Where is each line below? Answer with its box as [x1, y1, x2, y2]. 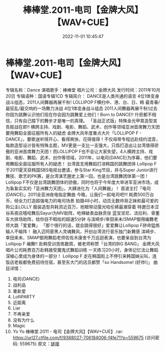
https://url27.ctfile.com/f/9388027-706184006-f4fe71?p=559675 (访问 [12, 334, 155, 340]
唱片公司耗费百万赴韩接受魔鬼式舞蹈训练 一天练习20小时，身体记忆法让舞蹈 [5, 247, 159, 253]
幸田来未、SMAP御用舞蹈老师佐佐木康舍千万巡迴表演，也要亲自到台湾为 [5, 234, 152, 240]
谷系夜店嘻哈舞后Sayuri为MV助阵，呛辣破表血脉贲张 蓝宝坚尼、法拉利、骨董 [5, 210, 160, 216]
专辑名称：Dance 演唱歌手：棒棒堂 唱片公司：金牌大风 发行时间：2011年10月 [5, 87, 161, 93]
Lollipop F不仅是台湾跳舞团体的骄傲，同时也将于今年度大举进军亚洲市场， [5, 179, 155, 185]
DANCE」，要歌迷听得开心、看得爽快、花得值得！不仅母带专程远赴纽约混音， [5, 136, 161, 142]
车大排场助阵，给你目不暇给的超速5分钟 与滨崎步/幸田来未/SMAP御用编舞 [5, 216, 154, 222]
